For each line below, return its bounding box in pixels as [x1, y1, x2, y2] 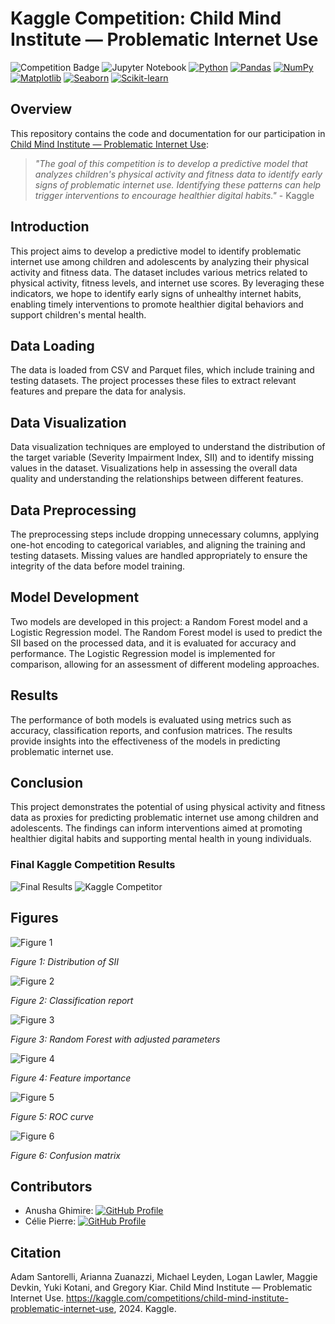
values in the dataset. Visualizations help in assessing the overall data [10, 462, 298, 474]
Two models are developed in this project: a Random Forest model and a [10, 615, 308, 627]
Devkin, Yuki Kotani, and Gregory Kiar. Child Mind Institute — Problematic [10, 1282, 313, 1294]
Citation [10, 1244, 62, 1261]
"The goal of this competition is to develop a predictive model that [34, 157, 308, 169]
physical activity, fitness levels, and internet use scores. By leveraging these [10, 277, 325, 289]
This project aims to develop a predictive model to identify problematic [10, 245, 302, 257]
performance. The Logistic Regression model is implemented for [10, 647, 276, 659]
